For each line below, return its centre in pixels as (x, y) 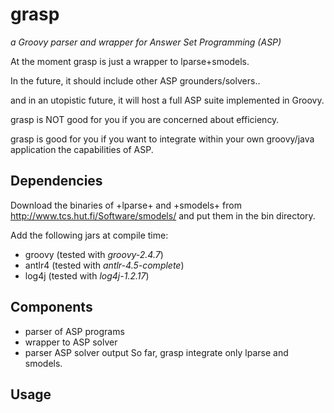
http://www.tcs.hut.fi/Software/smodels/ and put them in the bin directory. (163, 215)
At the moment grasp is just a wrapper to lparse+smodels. (130, 61)
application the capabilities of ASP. (82, 149)
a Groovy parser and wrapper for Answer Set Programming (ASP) (146, 42)
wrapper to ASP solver (71, 342)
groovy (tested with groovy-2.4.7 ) (94, 254)
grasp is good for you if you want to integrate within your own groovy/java (162, 139)
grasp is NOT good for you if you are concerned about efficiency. (145, 119)
